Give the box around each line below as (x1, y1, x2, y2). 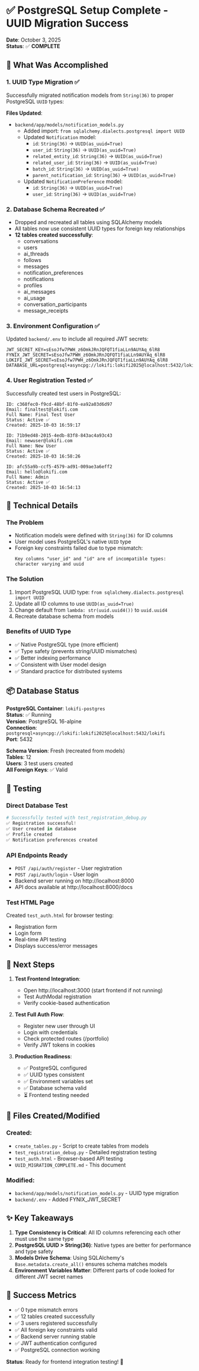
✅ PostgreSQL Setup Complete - (6, 4, 169, 17)
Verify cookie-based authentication (23, 1000, 110, 1007)
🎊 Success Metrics (6, 1290, 77, 1300)
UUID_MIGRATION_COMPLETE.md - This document (14, 1161, 126, 1168)
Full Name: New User (6, 443, 57, 449)
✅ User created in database (6, 826, 77, 832)
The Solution (6, 575, 44, 583)
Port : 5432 (6, 735, 33, 743)
